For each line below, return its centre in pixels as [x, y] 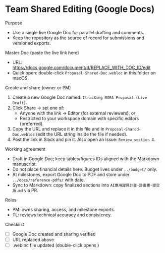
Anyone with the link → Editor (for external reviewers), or [78, 113]
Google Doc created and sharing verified [54, 234]
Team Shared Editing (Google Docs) [80, 9]
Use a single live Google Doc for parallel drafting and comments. [78, 32]
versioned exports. [31, 43]
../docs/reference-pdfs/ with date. [49, 180]
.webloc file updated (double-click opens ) [55, 245]
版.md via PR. [25, 190]
